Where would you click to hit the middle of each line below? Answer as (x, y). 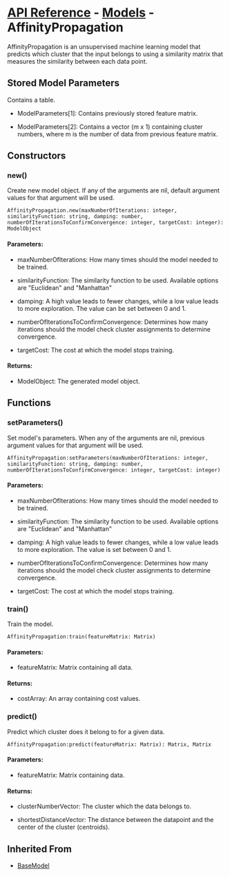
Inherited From (40, 849)
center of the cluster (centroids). (64, 827)
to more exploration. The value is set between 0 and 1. (94, 549)
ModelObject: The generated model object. (78, 381)
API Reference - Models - (81, 13)
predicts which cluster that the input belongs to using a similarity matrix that (115, 54)
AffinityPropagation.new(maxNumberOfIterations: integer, (92, 211)
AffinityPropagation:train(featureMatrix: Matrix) (82, 637)
